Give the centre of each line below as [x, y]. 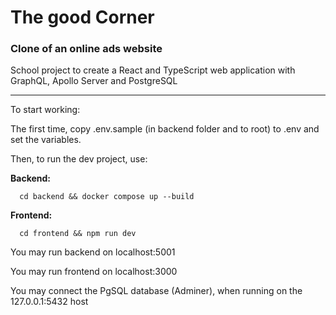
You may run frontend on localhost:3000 [94, 272]
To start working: [45, 110]
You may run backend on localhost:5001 [93, 252]
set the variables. [46, 140]
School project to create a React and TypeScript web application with [153, 70]
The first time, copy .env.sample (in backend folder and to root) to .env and [165, 129]
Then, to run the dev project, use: [79, 159]
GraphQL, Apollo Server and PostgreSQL [94, 81]
